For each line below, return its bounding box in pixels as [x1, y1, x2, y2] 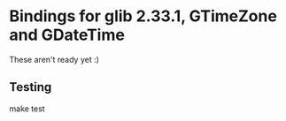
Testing [9, 79, 52, 95]
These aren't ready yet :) [9, 54, 100, 64]
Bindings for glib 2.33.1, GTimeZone [9, 6, 277, 26]
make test [9, 103, 46, 114]
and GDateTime [9, 25, 126, 45]
